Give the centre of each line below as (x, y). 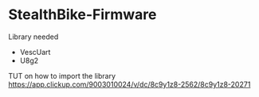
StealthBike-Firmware (82, 15)
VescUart (35, 52)
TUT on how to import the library (62, 76)
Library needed (33, 37)
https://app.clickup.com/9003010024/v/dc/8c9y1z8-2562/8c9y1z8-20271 (129, 84)
